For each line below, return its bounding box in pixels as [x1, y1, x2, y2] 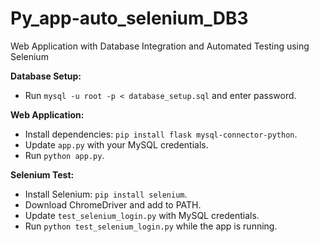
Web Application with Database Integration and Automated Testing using [10, 40, 310, 52]
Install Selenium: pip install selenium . [24, 188, 188, 200]
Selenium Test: [10, 168, 75, 181]
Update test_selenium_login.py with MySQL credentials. [24, 209, 260, 221]
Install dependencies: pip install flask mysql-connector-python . [24, 128, 298, 140]
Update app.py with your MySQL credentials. [24, 138, 209, 151]
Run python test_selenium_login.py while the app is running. [24, 220, 278, 232]
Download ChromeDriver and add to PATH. [24, 198, 202, 211]
